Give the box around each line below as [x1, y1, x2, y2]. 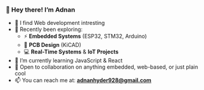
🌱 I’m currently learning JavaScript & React [14, 57, 123, 64]
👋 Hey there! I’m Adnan [5, 5, 76, 14]
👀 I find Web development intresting [14, 19, 105, 27]
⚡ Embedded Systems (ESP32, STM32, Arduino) [23, 33, 147, 40]
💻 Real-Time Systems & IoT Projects [23, 48, 119, 55]
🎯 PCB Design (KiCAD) [23, 41, 82, 49]
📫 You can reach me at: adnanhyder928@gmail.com [14, 77, 152, 84]
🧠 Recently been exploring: [14, 26, 83, 33]
